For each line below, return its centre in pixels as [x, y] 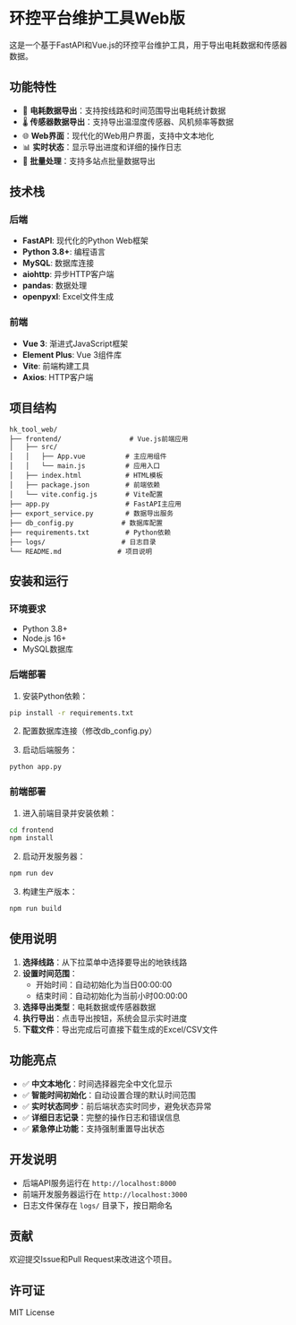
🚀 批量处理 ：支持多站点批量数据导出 [89, 160]
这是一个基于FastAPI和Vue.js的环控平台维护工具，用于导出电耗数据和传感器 [148, 45]
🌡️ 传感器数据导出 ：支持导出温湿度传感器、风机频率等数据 [128, 121]
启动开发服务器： [54, 856]
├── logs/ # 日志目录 [83, 542]
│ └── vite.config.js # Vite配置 [86, 494]
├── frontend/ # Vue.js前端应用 [99, 439]
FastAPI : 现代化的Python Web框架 [85, 241]
